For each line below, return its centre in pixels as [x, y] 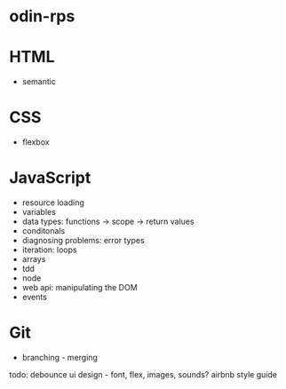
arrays [34, 259]
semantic [39, 82]
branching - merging [60, 357]
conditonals [44, 231]
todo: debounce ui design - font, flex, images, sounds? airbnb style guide [143, 374]
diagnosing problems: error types [83, 240]
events [34, 297]
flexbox [36, 142]
